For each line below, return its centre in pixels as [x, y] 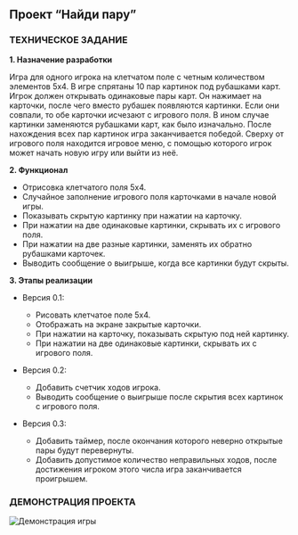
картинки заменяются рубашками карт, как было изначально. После [141, 124]
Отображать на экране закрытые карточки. [118, 324]
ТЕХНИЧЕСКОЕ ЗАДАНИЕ [68, 40]
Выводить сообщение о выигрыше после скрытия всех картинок [159, 397]
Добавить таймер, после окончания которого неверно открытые [159, 440]
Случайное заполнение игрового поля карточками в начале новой [149, 196]
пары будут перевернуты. [85, 450]
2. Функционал [39, 169]
